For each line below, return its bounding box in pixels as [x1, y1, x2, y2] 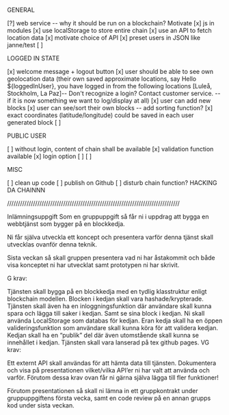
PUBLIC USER [7, 131, 46, 140]
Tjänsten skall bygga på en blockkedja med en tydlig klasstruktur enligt [7, 288, 207, 295]
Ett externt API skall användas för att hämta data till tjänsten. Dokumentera [7, 359, 217, 367]
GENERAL [7, 6, 36, 14]
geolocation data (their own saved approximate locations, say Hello [7, 75, 197, 83]
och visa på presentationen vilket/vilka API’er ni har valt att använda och [7, 366, 210, 374]
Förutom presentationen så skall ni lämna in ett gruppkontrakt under [7, 387, 198, 394]
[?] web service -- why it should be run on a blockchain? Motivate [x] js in [7, 19, 215, 27]
